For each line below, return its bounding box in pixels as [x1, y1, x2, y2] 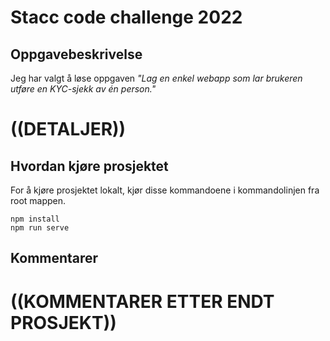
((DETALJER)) [10, 118, 127, 141]
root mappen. [10, 195, 67, 206]
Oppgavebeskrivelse [10, 46, 143, 63]
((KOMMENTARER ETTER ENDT [10, 290, 275, 313]
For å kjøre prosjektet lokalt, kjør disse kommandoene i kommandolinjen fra [10, 184, 320, 196]
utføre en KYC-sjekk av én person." [10, 83, 157, 95]
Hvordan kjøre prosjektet [10, 157, 169, 175]
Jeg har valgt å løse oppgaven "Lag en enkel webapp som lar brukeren [10, 72, 303, 84]
